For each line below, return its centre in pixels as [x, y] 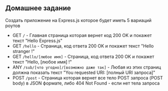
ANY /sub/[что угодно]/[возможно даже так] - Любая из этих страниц [87, 67]
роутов [13, 25]
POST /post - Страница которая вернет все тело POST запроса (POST [88, 77]
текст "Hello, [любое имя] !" [42, 61]
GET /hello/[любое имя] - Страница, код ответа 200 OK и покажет [83, 56]
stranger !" [24, 51]
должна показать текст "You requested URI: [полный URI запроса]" [84, 72]
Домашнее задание [38, 8]
